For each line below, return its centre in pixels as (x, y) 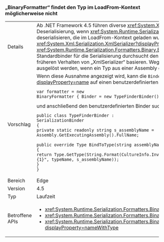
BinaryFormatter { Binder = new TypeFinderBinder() (98, 97)
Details (15, 47)
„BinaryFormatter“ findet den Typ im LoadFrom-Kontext (73, 7)
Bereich (16, 181)
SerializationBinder (60, 121)
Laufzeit (46, 197)
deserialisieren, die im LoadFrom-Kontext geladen (94, 38)
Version (16, 189)
